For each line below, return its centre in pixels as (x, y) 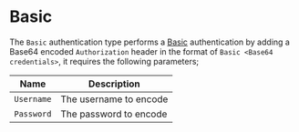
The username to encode (114, 99)
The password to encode (114, 114)
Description (114, 84)
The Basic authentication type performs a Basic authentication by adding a (149, 42)
